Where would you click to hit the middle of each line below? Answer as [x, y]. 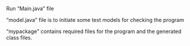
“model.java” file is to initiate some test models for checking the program [95, 20]
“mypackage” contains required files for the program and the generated [94, 31]
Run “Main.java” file [30, 9]
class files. [19, 37]
